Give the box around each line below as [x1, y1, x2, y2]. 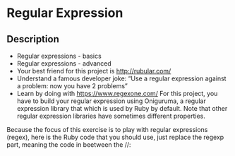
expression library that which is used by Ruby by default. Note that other [16, 104, 228, 112]
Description [6, 33, 59, 45]
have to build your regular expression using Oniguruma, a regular [16, 97, 206, 105]
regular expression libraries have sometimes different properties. [16, 112, 205, 120]
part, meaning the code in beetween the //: [6, 140, 131, 149]
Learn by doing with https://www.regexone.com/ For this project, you [16, 90, 218, 97]
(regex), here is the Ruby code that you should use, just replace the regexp [6, 133, 224, 141]
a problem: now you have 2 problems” [16, 82, 128, 90]
